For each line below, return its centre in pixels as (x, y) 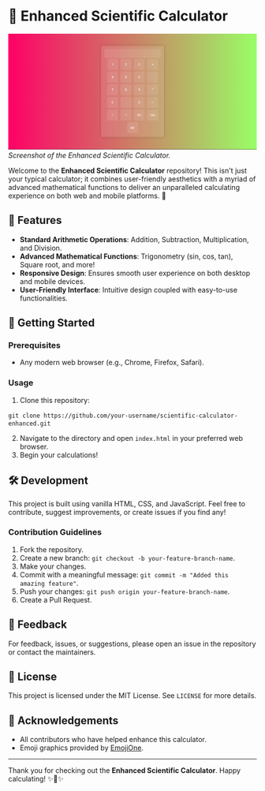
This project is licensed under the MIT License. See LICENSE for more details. (132, 696)
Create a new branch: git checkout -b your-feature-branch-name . (127, 558)
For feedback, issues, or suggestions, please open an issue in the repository (132, 644)
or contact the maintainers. (52, 652)
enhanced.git (30, 423)
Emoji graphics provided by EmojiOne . (82, 748)
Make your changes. (53, 566)
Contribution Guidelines (55, 532)
